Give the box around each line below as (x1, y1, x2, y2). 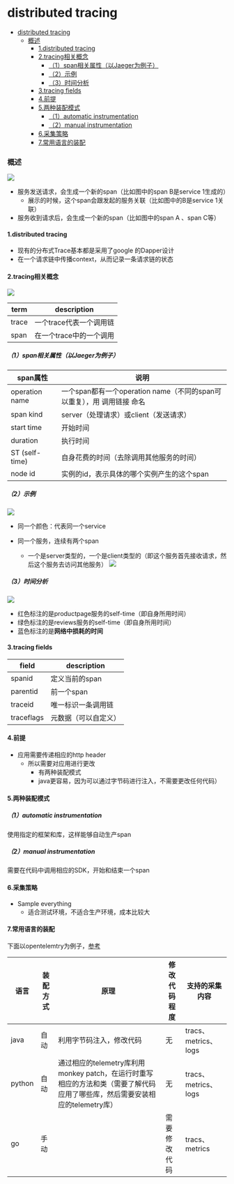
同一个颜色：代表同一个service (17, 521, 107, 530)
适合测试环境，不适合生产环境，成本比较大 (27, 907, 150, 916)
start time (10, 422, 42, 432)
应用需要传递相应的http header (17, 751, 107, 759)
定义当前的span (50, 674, 102, 684)
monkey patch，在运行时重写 (58, 1068, 154, 1078)
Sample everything (17, 899, 72, 907)
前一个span (50, 686, 88, 696)
